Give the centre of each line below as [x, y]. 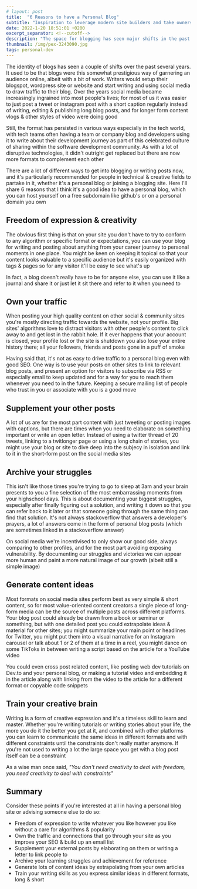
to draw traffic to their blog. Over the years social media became [84, 91]
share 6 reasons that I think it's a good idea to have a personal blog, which [96, 189]
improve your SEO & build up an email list [64, 842]
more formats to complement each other [55, 159]
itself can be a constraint [36, 756]
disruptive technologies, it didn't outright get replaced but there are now [93, 153]
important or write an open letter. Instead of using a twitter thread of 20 [92, 435]
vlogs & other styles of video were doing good [62, 116]
